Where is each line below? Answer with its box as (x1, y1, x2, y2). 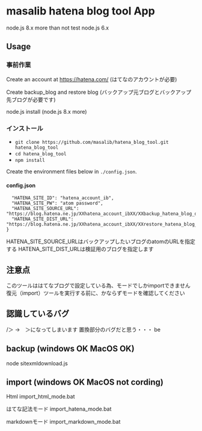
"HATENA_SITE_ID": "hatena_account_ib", (11, 195, 114, 201)
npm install (14, 157, 45, 163)
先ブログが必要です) (6, 96, 56, 103)
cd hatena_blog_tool (14, 150, 67, 157)
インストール (6, 124, 43, 132)
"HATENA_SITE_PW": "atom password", (11, 200, 103, 206)
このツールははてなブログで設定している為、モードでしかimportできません (6, 282, 191, 289)
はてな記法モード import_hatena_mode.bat (6, 405, 112, 413)
